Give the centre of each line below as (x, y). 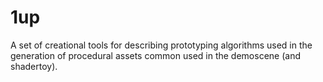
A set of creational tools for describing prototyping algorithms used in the (161, 45)
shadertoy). (34, 66)
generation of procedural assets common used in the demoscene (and (155, 55)
